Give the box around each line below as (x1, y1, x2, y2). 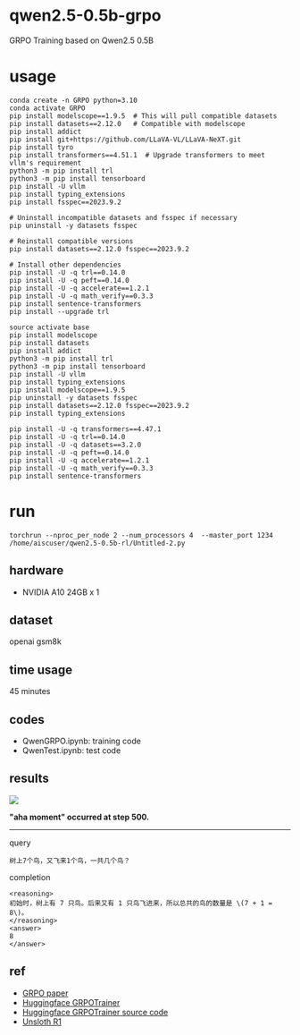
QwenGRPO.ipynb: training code (21, 735, 141, 747)
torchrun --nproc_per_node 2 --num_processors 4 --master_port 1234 (9, 530, 274, 539)
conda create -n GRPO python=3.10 (9, 96, 138, 105)
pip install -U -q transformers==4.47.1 (9, 424, 162, 434)
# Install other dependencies (9, 260, 122, 269)
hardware (9, 563, 64, 578)
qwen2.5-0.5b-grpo (9, 5, 162, 26)
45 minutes (9, 686, 51, 697)
